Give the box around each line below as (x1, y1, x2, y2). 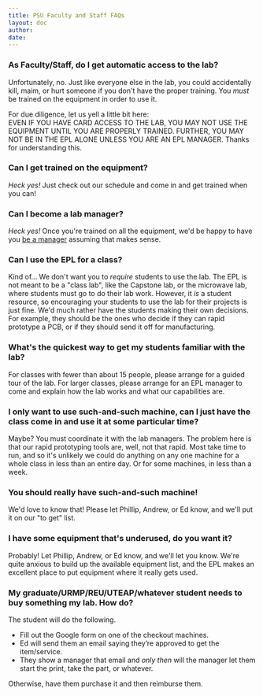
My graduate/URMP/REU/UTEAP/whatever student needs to (8, 587, 243, 598)
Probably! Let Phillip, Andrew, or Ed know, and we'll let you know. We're (8, 550, 240, 560)
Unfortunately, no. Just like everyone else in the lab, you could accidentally (8, 77, 252, 87)
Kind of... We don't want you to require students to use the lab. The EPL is (8, 272, 247, 282)
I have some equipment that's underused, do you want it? (8, 533, 232, 544)
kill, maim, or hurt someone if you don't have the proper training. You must (8, 86, 250, 95)
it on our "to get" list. (8, 513, 76, 523)
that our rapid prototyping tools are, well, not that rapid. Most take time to (8, 442, 246, 452)
